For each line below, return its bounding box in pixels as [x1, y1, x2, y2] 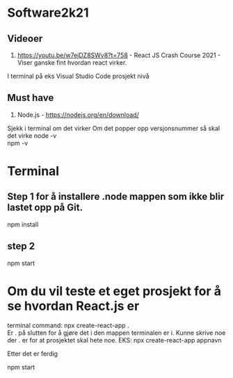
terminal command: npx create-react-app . [7, 321, 130, 329]
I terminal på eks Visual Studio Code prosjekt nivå [7, 72, 150, 80]
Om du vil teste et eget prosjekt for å [7, 283, 221, 299]
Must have [7, 92, 54, 104]
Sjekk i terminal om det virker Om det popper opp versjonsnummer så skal [7, 124, 220, 132]
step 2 [7, 240, 35, 252]
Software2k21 [7, 5, 89, 21]
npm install [7, 220, 39, 228]
